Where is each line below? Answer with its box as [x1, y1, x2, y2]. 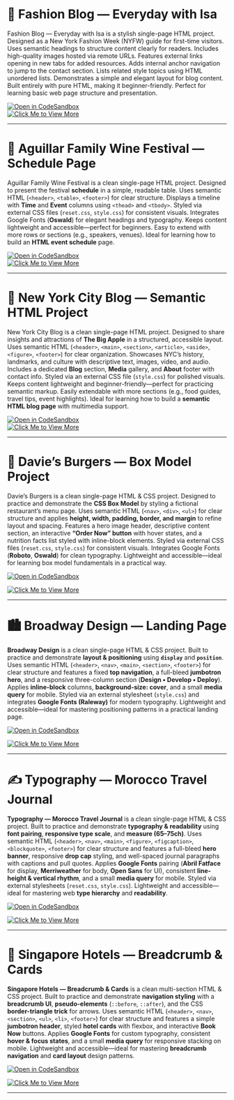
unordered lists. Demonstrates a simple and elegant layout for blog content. [7, 73, 224, 82]
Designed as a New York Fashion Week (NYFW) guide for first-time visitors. [7, 36, 224, 45]
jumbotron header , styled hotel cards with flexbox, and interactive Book [7, 1022, 216, 1030]
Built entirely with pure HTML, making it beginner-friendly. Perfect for [7, 81, 206, 89]
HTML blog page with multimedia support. [7, 401, 129, 410]
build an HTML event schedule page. [7, 237, 115, 246]
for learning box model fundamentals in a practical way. [7, 558, 167, 567]
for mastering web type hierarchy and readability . [22, 889, 169, 897]
